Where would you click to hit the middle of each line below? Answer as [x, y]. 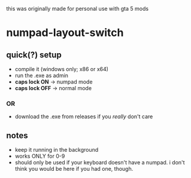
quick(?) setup [34, 55]
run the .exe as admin [42, 75]
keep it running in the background [57, 150]
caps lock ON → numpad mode [54, 82]
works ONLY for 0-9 [40, 156]
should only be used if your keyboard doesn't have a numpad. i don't [100, 162]
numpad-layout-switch [65, 33]
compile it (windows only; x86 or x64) [62, 69]
